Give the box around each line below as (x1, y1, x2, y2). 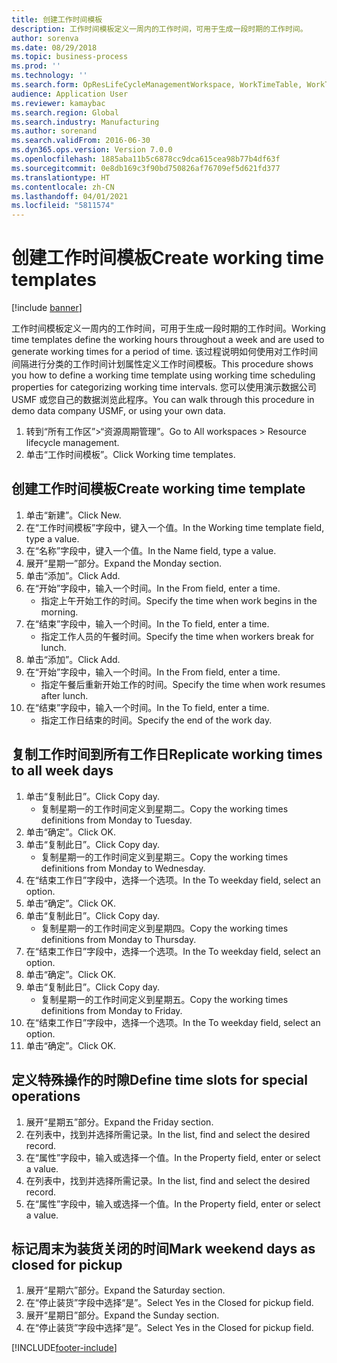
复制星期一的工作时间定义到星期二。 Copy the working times (40, 802, 289, 815)
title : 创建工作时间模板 (11, 14, 103, 25)
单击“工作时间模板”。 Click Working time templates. (25, 449, 236, 461)
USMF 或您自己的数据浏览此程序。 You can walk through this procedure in (11, 394, 315, 406)
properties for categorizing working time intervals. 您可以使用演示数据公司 (11, 381, 317, 393)
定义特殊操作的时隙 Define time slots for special (11, 1072, 308, 1089)
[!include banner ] (11, 302, 83, 314)
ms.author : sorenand (11, 126, 98, 136)
